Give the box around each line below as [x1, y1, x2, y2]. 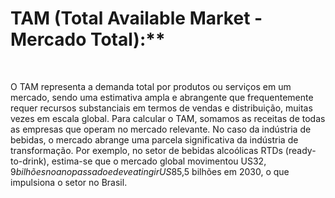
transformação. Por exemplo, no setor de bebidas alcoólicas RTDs [10, 144, 283, 156]
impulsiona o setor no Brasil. [10, 176, 128, 188]
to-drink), [10, 155, 50, 167]
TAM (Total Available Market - [10, 7, 263, 30]
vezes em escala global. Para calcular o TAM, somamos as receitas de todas [10, 112, 326, 124]
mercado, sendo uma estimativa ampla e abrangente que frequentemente [10, 91, 314, 103]
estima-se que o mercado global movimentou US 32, [51, 155, 267, 167]
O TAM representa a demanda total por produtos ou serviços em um [10, 80, 292, 92]
